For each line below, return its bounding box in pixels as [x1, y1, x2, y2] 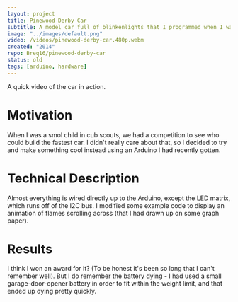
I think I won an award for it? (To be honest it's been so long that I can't [7, 265, 215, 273]
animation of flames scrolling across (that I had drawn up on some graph [7, 209, 220, 217]
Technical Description [7, 170, 140, 186]
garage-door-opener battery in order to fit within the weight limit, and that [7, 279, 223, 288]
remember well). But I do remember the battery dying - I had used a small [7, 272, 222, 280]
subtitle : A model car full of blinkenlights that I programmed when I [7, 23, 223, 30]
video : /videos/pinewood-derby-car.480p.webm [7, 37, 144, 44]
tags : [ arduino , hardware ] [7, 63, 87, 70]
